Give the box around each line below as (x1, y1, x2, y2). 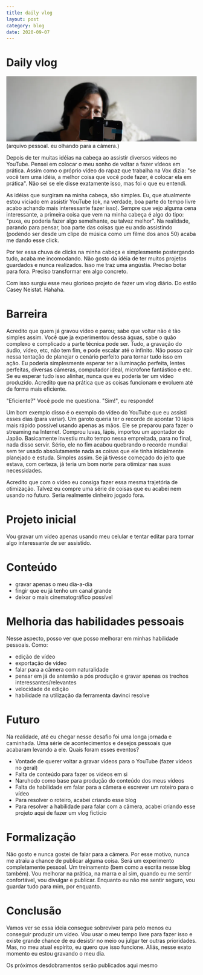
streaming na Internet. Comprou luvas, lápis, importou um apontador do (6, 428, 185, 435)
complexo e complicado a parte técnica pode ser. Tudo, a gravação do (6, 340, 182, 347)
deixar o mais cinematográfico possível (14, 593, 113, 601)
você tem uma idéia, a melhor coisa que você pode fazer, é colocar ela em (6, 173, 192, 180)
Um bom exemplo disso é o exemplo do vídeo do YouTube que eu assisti (6, 408, 187, 416)
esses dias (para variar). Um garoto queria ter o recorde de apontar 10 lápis (6, 415, 194, 422)
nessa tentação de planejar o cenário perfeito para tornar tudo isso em (6, 353, 182, 360)
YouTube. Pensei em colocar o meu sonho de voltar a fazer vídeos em (6, 160, 181, 167)
